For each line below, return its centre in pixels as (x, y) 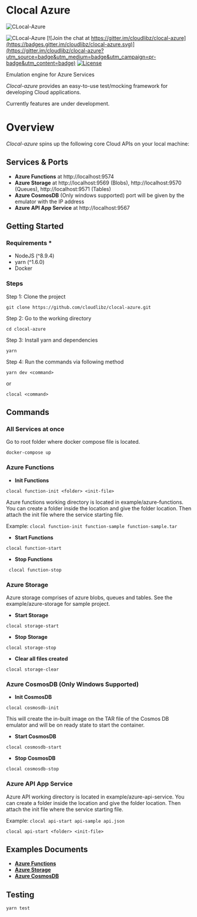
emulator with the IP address (49, 202)
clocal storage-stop (31, 648)
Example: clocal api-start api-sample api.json (65, 820)
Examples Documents (47, 849)
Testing (20, 894)
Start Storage (31, 615)
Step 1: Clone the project (36, 296)
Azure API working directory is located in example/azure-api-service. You (95, 797)
